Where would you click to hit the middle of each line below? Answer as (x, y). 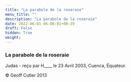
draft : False (19, 28)
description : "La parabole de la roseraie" (51, 19)
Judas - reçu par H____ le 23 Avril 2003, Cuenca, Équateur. (66, 66)
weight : (13, 38)
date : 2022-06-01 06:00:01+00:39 (40, 24)
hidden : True (19, 33)
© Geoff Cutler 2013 (26, 76)
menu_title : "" (21, 14)
